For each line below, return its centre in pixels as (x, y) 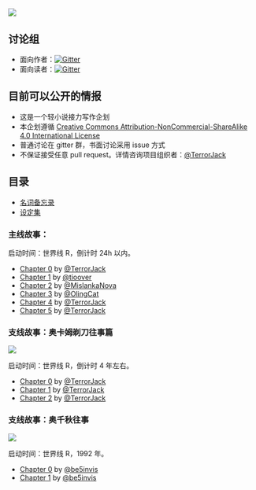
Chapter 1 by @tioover (56, 277)
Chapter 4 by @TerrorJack (63, 302)
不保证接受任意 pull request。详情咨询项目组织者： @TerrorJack (123, 154)
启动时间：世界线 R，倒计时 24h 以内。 (72, 252)
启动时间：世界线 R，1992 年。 (58, 453)
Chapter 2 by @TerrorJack (63, 398)
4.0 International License (60, 135)
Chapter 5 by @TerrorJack (63, 310)
